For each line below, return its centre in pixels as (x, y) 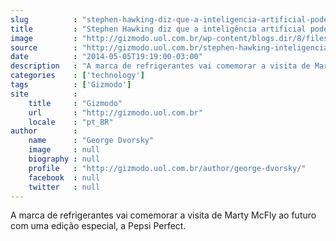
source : (44, 47)
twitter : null (64, 187)
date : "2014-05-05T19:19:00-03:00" (106, 57)
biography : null (64, 159)
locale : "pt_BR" (71, 122)
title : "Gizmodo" (75, 103)
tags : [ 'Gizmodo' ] (71, 85)
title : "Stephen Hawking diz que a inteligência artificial (158, 29)
